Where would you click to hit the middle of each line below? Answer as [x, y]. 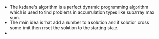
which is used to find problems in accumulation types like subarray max [82, 12]
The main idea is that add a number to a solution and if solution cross [79, 22]
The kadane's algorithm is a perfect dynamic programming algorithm [79, 7]
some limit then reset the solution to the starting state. [64, 28]
